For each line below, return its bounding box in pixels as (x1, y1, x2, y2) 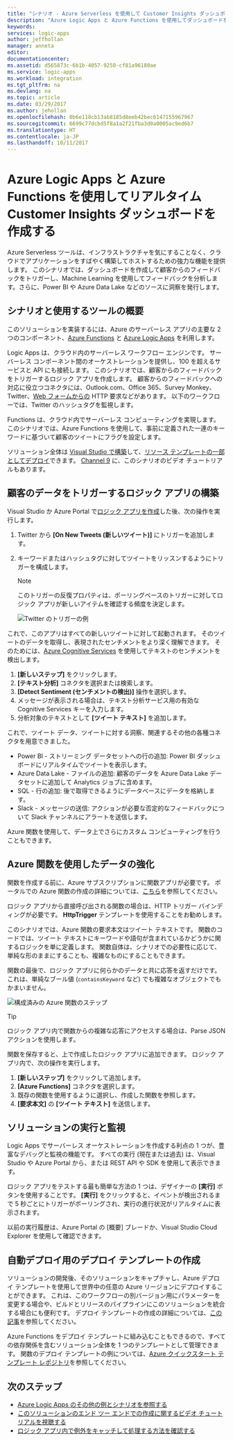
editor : (7, 49, 30, 56)
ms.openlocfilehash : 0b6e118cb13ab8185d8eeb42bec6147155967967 (7, 113, 194, 120)
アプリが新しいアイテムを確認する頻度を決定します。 (37, 599, 189, 608)
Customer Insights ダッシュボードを (7, 207, 216, 223)
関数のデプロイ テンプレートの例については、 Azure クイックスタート (20, 1350, 216, 1358)
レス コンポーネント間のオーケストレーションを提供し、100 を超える (19, 357, 215, 365)
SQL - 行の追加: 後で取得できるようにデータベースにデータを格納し (17, 787, 209, 795)
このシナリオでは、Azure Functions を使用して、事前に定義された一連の (7, 424, 213, 432)
